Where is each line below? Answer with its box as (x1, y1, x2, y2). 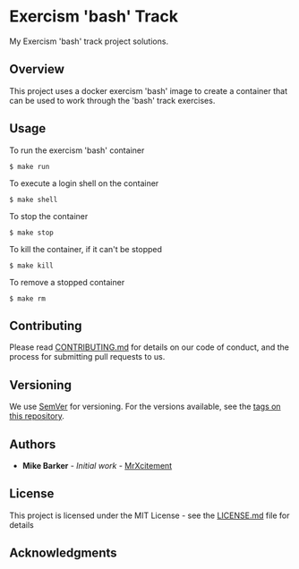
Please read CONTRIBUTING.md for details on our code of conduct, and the (9, 342, 289, 352)
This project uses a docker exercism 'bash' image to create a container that (9, 85, 288, 96)
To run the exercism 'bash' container (9, 145, 145, 156)
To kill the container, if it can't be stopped (9, 243, 163, 254)
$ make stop (9, 228, 54, 237)
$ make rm (9, 293, 47, 303)
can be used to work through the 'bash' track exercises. (9, 95, 216, 106)
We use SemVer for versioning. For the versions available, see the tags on (9, 401, 281, 412)
